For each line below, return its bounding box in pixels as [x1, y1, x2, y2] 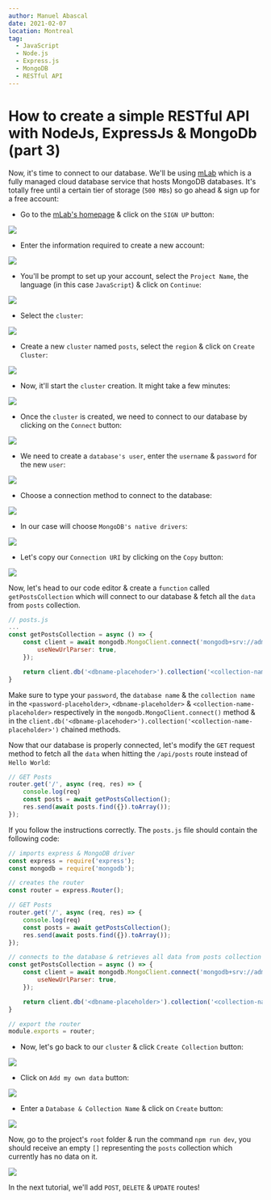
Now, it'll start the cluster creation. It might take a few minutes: [19, 381, 231, 391]
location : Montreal [8, 27, 74, 35]
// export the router [8, 1020, 81, 1028]
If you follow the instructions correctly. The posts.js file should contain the [8, 825, 258, 835]
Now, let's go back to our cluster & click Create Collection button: [19, 1042, 244, 1052]
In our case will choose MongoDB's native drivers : [19, 521, 188, 530]
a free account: [8, 193, 59, 203]
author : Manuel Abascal [8, 11, 89, 20]
